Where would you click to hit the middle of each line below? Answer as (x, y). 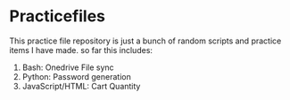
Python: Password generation (76, 76)
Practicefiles (57, 16)
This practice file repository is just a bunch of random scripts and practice (145, 41)
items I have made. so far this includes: (81, 50)
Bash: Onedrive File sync (68, 67)
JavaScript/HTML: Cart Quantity (81, 86)
